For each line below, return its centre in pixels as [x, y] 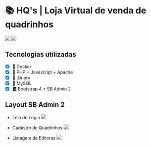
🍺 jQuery [21, 77]
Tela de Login [26, 117]
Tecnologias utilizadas [41, 54]
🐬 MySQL [22, 83]
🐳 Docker [22, 67]
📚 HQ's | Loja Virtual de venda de [76, 11]
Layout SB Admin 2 [35, 105]
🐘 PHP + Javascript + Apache [43, 72]
